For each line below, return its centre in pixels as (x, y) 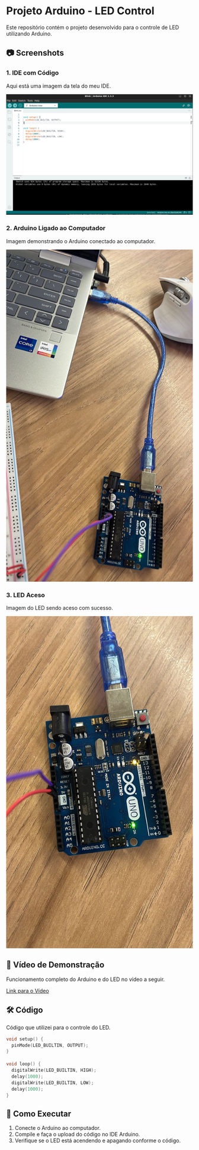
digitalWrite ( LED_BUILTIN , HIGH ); (54, 1071)
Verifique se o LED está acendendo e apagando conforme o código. (98, 1141)
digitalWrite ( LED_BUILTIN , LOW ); (53, 1083)
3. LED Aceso (26, 595)
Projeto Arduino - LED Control (81, 11)
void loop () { (24, 1064)
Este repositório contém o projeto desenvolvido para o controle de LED (93, 27)
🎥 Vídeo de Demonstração (55, 965)
